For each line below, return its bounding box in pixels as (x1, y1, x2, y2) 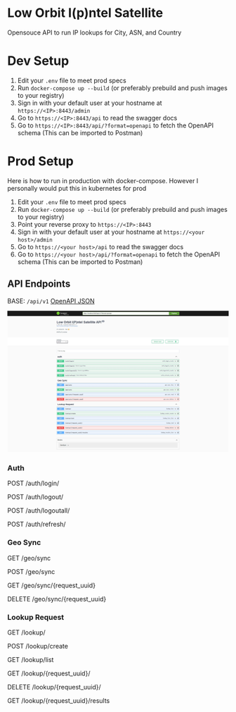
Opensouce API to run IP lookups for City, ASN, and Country (7, 28, 182, 37)
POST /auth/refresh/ (7, 520, 66, 529)
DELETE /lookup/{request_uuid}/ (7, 682, 102, 691)
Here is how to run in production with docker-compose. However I (7, 176, 199, 185)
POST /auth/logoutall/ (7, 506, 70, 515)
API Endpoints (7, 278, 71, 290)
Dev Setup (7, 53, 70, 69)
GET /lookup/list (7, 655, 54, 663)
